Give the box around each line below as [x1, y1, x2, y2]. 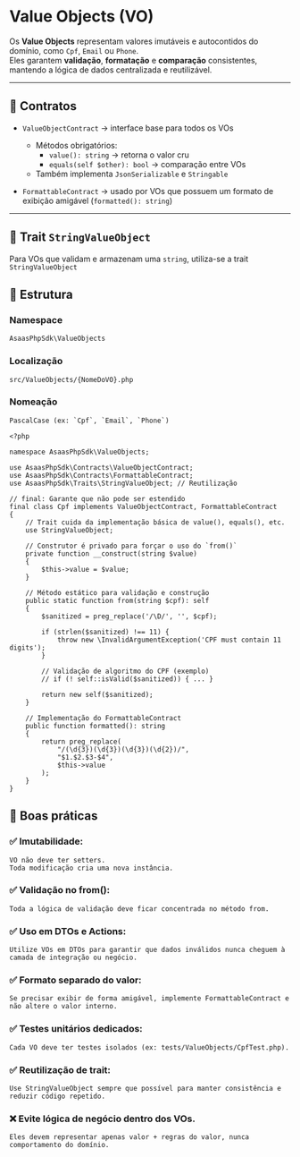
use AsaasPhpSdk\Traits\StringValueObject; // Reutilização [9, 479, 238, 488]
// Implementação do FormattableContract [25, 713, 181, 722]
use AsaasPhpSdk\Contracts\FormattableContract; [9, 471, 194, 480]
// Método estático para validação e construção [25, 588, 210, 597]
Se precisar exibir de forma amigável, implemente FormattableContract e [9, 994, 290, 1003]
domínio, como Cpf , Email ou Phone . [9, 45, 139, 55]
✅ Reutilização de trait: [9, 1063, 112, 1076]
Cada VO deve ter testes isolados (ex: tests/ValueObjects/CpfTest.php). [9, 1042, 290, 1052]
